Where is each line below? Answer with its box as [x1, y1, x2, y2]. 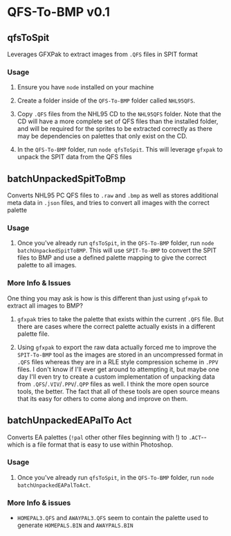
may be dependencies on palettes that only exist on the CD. [17, 132, 188, 141]
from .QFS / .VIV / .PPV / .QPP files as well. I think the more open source [17, 379, 210, 388]
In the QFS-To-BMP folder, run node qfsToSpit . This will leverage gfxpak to [17, 145, 223, 154]
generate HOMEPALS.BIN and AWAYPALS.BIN [17, 521, 133, 530]
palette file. [17, 330, 50, 338]
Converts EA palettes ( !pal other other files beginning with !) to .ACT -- [7, 433, 207, 441]
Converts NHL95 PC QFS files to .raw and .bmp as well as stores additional [7, 191, 219, 199]
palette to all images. [17, 261, 77, 269]
